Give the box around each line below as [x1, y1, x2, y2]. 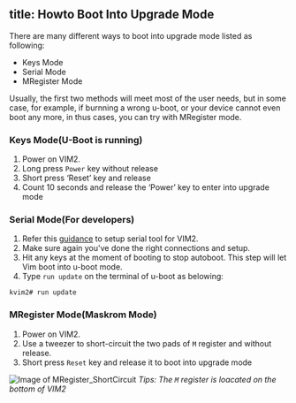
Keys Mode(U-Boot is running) [9, 133, 143, 146]
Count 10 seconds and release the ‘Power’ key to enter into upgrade [21, 182, 269, 193]
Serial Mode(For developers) [9, 214, 135, 226]
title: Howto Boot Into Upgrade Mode [9, 7, 215, 22]
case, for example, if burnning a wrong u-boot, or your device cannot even [9, 102, 281, 113]
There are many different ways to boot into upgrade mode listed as [9, 30, 253, 41]
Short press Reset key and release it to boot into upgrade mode [21, 357, 253, 368]
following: [9, 40, 45, 50]
